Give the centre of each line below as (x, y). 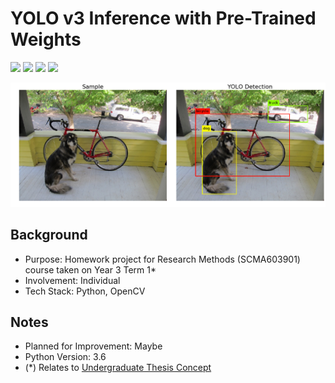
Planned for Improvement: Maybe (93, 346)
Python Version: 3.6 (65, 357)
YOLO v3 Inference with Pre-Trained (163, 18)
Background (49, 235)
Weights (46, 39)
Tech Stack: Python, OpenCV (85, 291)
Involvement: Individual (72, 280)
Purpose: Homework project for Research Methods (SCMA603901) (162, 259)
